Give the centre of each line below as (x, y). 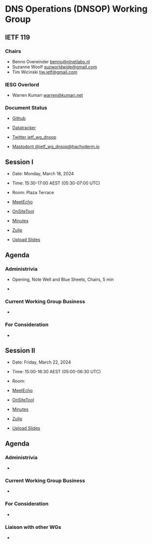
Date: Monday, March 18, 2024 (43, 174)
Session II (20, 351)
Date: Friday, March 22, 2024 (41, 362)
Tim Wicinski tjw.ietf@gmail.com (45, 72)
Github (19, 118)
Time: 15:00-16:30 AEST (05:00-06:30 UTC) (57, 372)
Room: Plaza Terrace (33, 193)
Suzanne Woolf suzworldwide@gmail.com (55, 67)
